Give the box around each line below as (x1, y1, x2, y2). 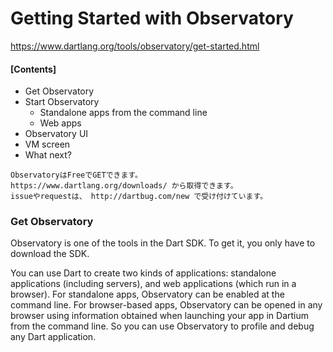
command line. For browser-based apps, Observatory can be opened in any (10, 299, 323, 311)
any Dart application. (10, 331, 97, 343)
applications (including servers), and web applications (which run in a (10, 278, 297, 290)
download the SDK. (10, 248, 90, 260)
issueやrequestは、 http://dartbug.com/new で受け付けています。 (10, 192, 268, 202)
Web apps (39, 117, 82, 129)
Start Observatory (24, 96, 100, 108)
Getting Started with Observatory (10, 7, 294, 30)
